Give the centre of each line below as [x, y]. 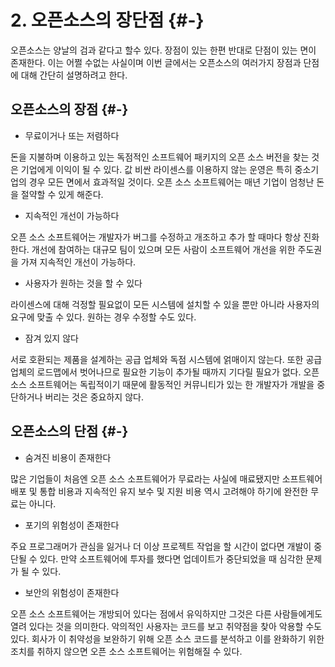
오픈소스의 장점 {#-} [69, 109]
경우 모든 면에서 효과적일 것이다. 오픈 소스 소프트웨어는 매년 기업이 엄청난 [171, 182]
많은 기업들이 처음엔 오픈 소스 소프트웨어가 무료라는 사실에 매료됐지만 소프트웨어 [166, 478]
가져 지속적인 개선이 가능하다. [78, 262]
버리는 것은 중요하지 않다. [94, 397]
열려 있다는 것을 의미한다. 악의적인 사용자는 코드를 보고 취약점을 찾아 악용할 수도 [166, 626]
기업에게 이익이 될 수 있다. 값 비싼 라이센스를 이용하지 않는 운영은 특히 [156, 169]
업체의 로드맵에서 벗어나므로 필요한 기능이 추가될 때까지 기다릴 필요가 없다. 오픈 [165, 372]
